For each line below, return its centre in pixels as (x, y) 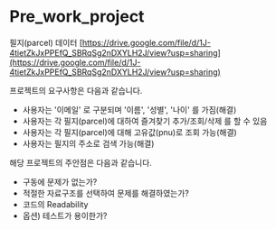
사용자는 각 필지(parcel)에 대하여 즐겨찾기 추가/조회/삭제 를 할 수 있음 (145, 121)
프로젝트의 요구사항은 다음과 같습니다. (76, 90)
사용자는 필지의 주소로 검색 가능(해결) (88, 143)
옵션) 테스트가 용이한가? (65, 215)
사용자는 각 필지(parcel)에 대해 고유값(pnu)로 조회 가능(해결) (129, 132)
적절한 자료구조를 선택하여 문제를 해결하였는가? (106, 193)
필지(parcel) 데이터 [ (46, 42)
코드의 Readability (55, 204)
